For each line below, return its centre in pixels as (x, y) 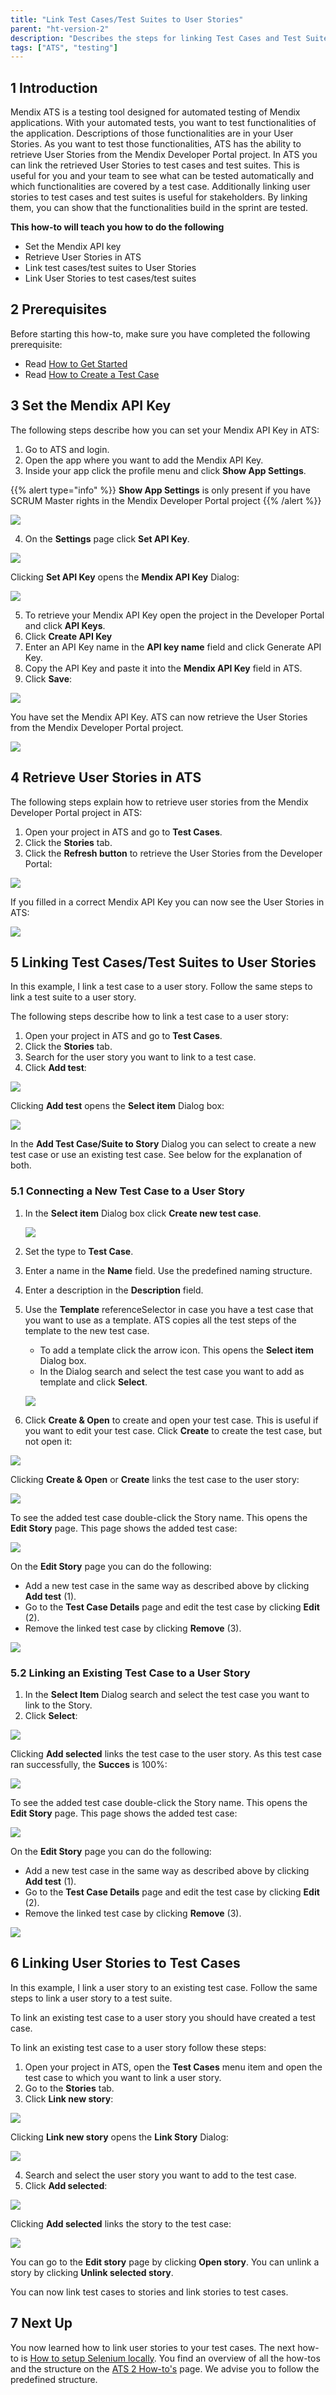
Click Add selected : (66, 2185)
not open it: (48, 1441)
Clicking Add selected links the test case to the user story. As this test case (166, 1753)
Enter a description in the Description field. (114, 1290)
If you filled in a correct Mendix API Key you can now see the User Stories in (167, 902)
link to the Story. (58, 1705)
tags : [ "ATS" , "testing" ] (64, 47)
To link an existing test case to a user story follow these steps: (138, 2047)
